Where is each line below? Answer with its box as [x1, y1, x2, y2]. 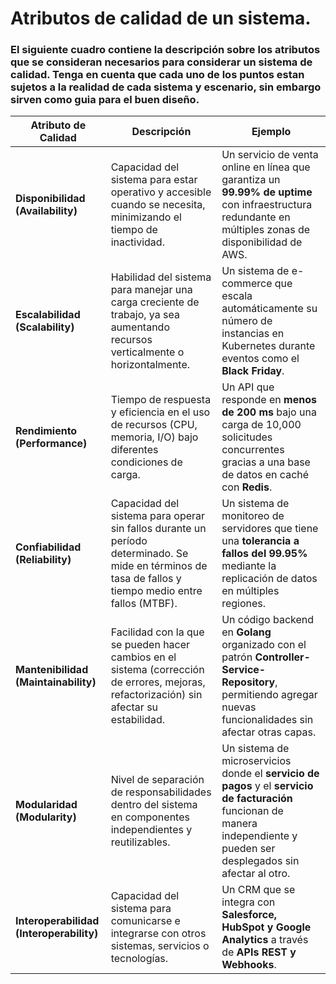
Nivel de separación [110, 773, 205, 787]
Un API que [221, 380, 275, 394]
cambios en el [110, 650, 177, 664]
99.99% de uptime [221, 185, 313, 199]
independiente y [221, 829, 298, 843]
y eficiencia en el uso [110, 405, 211, 419]
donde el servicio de [221, 767, 320, 781]
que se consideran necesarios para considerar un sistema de [10, 55, 313, 69]
